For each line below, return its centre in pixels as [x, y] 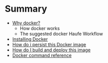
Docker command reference [42, 55]
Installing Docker [30, 39]
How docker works [40, 28]
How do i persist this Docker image [49, 44]
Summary [26, 9]
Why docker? [26, 23]
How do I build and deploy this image [51, 50]
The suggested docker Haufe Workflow [61, 34]
